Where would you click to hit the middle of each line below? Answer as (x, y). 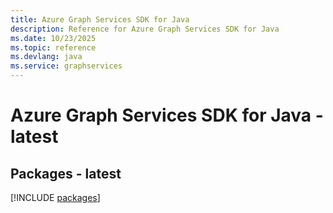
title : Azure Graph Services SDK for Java (100, 19)
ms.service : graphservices (66, 66)
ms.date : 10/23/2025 (53, 38)
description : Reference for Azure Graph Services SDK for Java (145, 29)
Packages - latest (66, 173)
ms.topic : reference (53, 47)
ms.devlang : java (46, 57)
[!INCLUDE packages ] (55, 197)
